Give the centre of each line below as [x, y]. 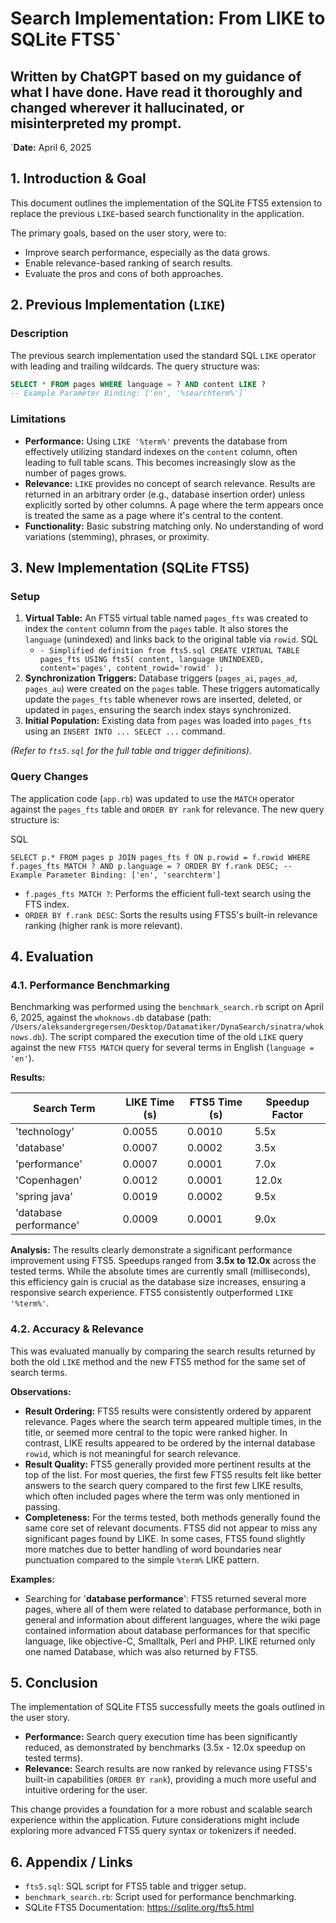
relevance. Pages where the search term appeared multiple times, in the [173, 1421]
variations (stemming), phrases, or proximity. [117, 536]
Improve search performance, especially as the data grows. [147, 252]
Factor [287, 1115]
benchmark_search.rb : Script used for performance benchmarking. [160, 1897]
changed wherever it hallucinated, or [127, 107]
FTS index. [47, 904]
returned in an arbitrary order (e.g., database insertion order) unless [165, 494]
